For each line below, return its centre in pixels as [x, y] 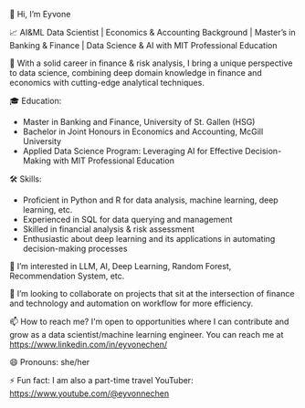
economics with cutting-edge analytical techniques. [107, 83]
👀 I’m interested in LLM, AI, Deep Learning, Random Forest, [121, 266]
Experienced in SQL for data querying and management [127, 220]
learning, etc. [47, 209]
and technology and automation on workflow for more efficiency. [131, 303]
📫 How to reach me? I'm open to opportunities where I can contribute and [149, 321]
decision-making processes [75, 248]
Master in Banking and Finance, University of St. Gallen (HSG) [139, 122]
